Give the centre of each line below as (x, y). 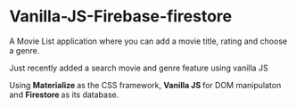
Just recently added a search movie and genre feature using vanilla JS (139, 68)
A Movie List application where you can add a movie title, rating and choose (148, 41)
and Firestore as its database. (64, 95)
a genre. (25, 50)
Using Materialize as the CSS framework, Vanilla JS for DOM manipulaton (145, 85)
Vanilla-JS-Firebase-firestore (121, 16)
